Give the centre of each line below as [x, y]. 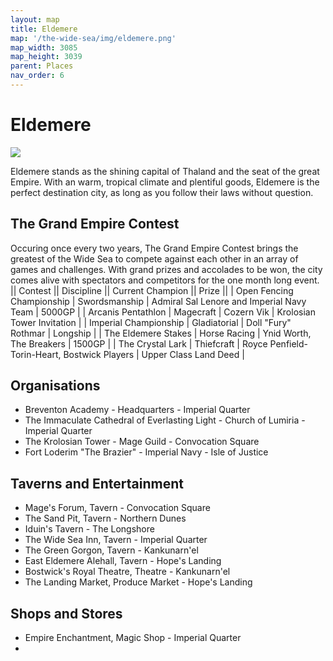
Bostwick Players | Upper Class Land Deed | [154, 354]
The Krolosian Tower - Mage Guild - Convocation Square [142, 442]
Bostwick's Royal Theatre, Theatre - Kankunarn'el [127, 572]
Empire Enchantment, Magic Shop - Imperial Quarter [133, 638]
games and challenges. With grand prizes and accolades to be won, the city [166, 269]
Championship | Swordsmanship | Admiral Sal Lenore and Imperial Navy [158, 301]
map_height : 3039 [46, 57]
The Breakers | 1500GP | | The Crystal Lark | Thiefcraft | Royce [139, 343]
